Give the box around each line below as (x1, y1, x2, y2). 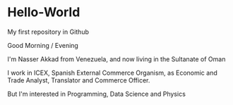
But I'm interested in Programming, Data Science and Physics (7, 89, 186, 98)
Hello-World (7, 4, 80, 20)
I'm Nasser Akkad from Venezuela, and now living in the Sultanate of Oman (7, 54, 226, 63)
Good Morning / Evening (7, 41, 79, 49)
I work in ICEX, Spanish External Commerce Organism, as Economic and (7, 68, 217, 77)
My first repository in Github (7, 27, 90, 36)
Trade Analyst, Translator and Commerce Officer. (7, 75, 150, 85)
